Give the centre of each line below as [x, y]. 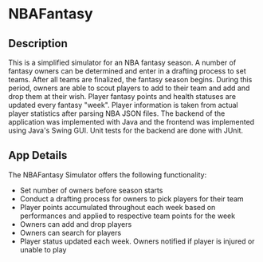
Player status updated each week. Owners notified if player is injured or [137, 241]
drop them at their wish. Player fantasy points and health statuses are [122, 96]
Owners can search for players [71, 232]
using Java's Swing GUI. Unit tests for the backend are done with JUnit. [126, 130]
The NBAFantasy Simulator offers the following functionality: [108, 175]
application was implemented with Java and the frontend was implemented [131, 122]
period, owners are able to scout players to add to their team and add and [129, 88]
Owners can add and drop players [76, 224]
